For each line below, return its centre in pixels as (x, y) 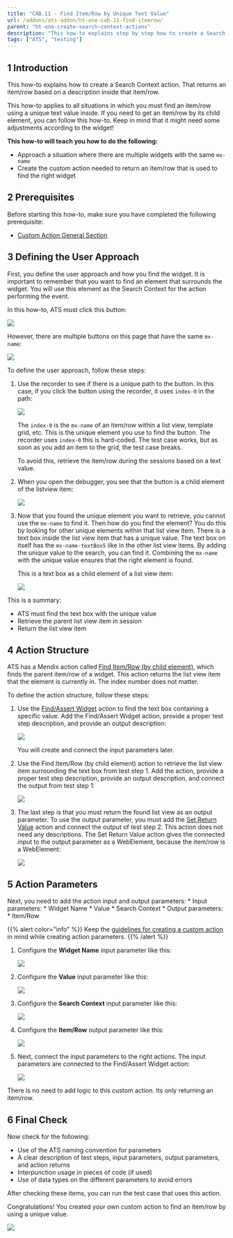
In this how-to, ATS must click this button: (67, 309)
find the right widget (47, 176)
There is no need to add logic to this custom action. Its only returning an (110, 1090)
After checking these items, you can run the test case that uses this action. (114, 1193)
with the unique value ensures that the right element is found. (105, 560)
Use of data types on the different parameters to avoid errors (105, 1179)
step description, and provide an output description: (92, 724)
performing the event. (38, 296)
